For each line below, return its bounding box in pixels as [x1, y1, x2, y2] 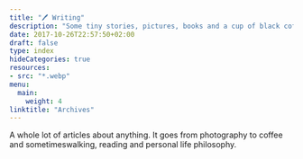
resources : [9, 64, 50, 73]
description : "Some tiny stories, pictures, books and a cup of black [9, 22, 280, 31]
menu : [9, 80, 30, 89]
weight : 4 [25, 96, 63, 106]
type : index [9, 47, 54, 56]
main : [17, 88, 39, 97]
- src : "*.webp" [9, 72, 70, 81]
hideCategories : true [9, 55, 91, 64]
